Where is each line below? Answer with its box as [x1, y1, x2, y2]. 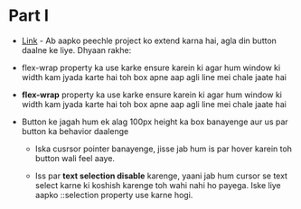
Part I [8, 5, 49, 26]
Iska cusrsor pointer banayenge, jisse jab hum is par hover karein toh [34, 143, 293, 154]
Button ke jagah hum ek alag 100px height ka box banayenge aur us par [21, 116, 288, 127]
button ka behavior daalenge [21, 125, 129, 136]
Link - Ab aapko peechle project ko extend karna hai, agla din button [21, 35, 277, 46]
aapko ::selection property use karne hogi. [34, 189, 193, 200]
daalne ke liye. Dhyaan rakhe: [21, 44, 132, 55]
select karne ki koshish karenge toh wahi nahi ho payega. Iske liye [34, 179, 281, 190]
